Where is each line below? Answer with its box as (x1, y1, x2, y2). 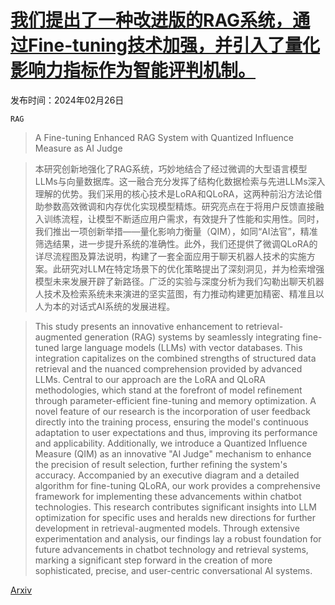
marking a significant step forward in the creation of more (34, 554, 273, 566)
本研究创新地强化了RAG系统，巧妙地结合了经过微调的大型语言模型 (34, 162, 308, 175)
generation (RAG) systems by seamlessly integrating (84, 331, 301, 343)
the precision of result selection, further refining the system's (34, 458, 288, 470)
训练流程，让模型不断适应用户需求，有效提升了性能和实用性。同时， (43, 212, 325, 225)
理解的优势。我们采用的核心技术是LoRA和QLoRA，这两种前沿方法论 (34, 187, 314, 200)
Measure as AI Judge (34, 142, 123, 154)
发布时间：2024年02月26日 (10, 94, 125, 106)
